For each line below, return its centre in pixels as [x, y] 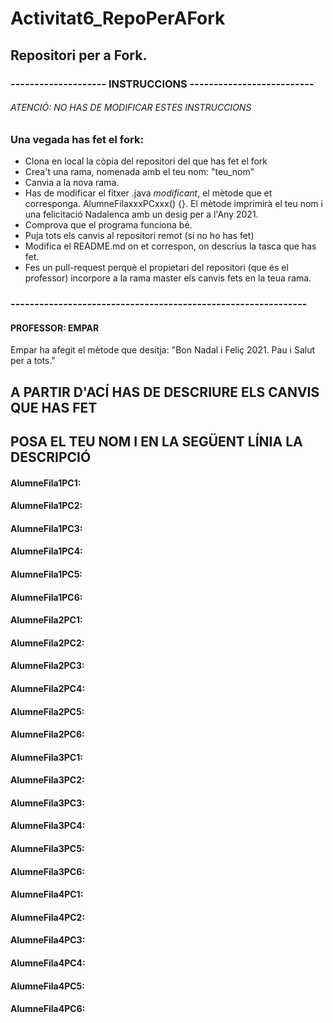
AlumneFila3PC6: [47, 871]
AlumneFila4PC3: [48, 940]
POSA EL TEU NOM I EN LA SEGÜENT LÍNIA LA [156, 441]
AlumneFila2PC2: [47, 643]
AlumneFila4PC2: [48, 917]
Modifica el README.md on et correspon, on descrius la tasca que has [170, 246]
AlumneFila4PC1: [47, 894]
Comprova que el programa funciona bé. [108, 225]
